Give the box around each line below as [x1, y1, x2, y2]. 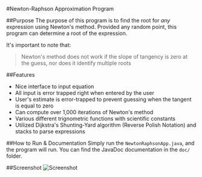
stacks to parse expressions [15, 128, 86, 135]
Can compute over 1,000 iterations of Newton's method [15, 109, 154, 115]
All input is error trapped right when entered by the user [15, 89, 154, 96]
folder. [6, 152, 22, 159]
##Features [6, 71, 35, 78]
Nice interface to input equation [15, 83, 94, 90]
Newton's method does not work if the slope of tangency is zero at [21, 53, 188, 60]
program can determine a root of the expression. [6, 30, 128, 37]
